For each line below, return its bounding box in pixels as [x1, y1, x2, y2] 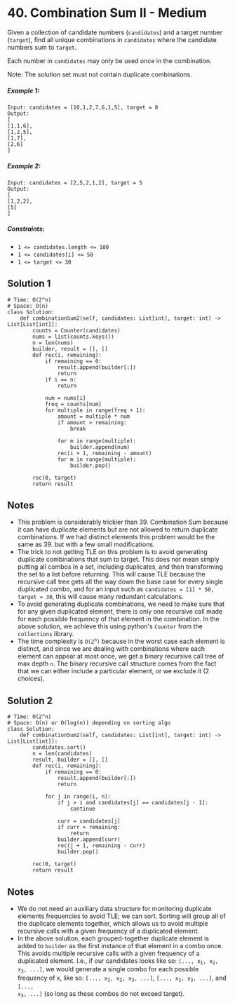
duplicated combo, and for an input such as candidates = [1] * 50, [17, 585, 215, 593]
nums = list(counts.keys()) [32, 333, 114, 340]
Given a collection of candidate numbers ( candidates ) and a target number [7, 28, 223, 36]
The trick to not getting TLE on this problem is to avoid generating [17, 548, 208, 556]
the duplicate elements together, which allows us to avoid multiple [17, 919, 208, 928]
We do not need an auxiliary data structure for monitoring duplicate [17, 905, 212, 913]
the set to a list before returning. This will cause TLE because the [17, 570, 206, 579]
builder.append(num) [69, 443, 130, 450]
